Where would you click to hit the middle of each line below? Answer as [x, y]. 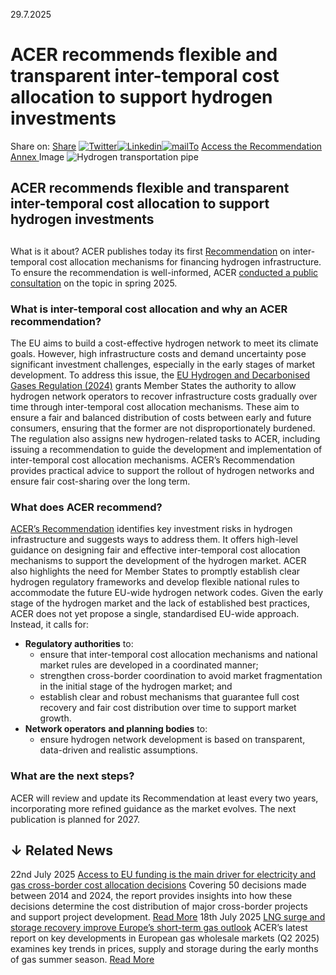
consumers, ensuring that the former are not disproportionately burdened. [163, 428]
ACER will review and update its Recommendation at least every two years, [164, 798]
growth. [55, 718]
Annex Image [37, 156]
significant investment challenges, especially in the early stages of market [163, 365]
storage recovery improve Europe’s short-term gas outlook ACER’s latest [159, 928]
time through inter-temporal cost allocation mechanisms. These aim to [155, 407]
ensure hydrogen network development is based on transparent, [172, 740]
